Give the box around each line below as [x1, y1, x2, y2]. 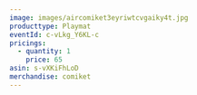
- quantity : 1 [17, 47, 71, 56]
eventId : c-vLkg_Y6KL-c [9, 30, 100, 39]
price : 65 [25, 55, 64, 64]
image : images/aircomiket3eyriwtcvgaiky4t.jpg [9, 13, 189, 23]
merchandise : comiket [9, 72, 92, 81]
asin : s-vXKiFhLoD [9, 64, 79, 73]
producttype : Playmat [9, 22, 92, 31]
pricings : [9, 38, 47, 48]
